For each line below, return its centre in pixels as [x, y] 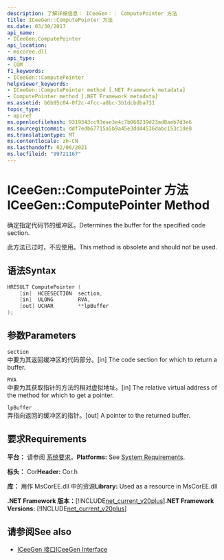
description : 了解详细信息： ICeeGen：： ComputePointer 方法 [92, 13]
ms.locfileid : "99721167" [44, 154]
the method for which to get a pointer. [61, 395]
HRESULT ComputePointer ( [44, 287]
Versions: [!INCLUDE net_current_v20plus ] [67, 508]
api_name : [21, 33]
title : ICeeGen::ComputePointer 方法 [60, 20]
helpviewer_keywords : [38, 84]
